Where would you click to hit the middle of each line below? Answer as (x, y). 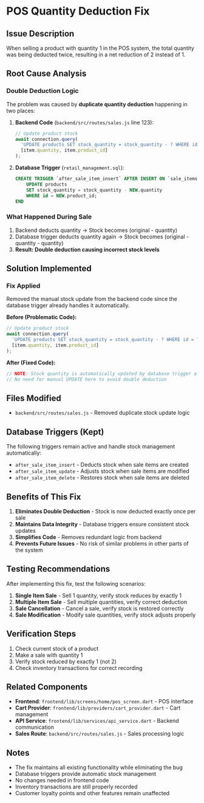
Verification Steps (41, 634)
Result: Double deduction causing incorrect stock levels (87, 249)
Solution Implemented (49, 269)
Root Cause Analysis (46, 74)
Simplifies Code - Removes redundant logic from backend (88, 537)
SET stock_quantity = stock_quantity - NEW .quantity (94, 190)
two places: (21, 110)
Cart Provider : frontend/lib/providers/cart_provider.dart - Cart (98, 708)
